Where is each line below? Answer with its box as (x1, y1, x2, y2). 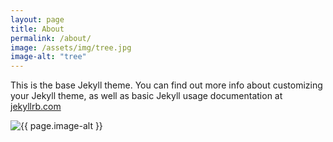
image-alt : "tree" (10, 52, 87, 62)
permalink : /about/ (10, 33, 92, 43)
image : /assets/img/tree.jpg (10, 42, 132, 53)
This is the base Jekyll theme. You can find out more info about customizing (10, 79, 323, 91)
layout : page (10, 14, 65, 25)
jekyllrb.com (10, 101, 62, 113)
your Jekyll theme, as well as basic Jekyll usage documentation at (10, 90, 283, 102)
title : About (10, 24, 65, 34)
